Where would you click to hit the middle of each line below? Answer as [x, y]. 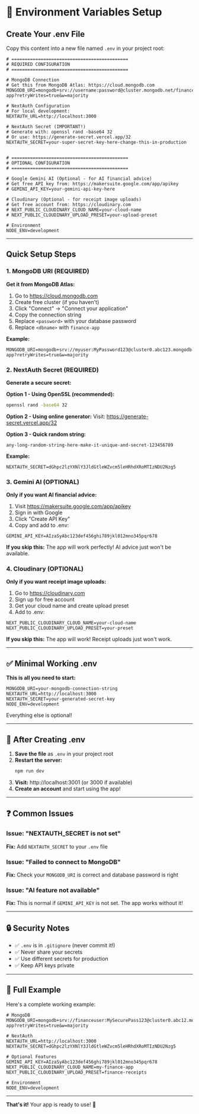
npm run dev [29, 771]
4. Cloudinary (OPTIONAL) [45, 569]
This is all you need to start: [41, 678]
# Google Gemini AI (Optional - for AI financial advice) [79, 179]
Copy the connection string [48, 315]
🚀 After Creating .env [46, 740]
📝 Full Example [33, 990]
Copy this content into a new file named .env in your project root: [85, 48]
